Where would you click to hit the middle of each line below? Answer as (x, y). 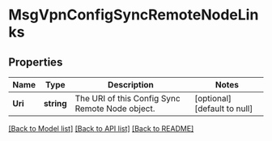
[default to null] (223, 109)
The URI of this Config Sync (127, 98)
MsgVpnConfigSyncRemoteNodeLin (134, 15)
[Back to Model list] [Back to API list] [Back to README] (101, 128)
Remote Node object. (115, 109)
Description (131, 85)
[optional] (213, 98)
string (55, 103)
